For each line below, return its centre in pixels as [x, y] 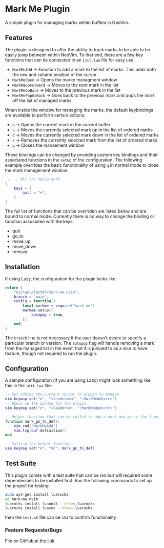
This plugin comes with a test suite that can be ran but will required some [79, 475]
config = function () [35, 301]
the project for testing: [28, 486]
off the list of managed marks [42, 100]
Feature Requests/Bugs [34, 530]
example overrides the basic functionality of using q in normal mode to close [82, 165]
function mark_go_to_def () [32, 421]
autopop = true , [48, 315]
